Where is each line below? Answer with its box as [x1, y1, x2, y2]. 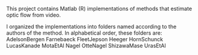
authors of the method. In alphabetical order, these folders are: [6, 29, 162, 36]
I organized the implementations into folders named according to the [6, 23, 177, 30]
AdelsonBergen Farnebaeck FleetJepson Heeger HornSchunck [6, 36, 164, 42]
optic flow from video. [6, 11, 62, 19]
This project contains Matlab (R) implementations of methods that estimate [6, 5, 192, 12]
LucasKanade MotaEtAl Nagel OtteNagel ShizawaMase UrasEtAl [6, 42, 166, 49]
